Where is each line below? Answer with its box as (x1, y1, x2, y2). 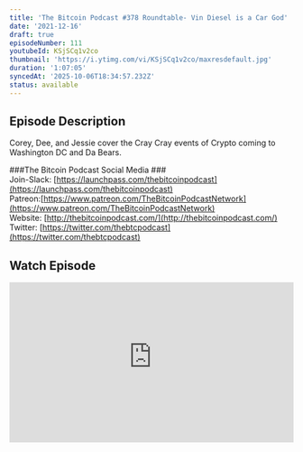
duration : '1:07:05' (9, 64, 87, 73)
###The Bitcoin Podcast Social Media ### (9, 164, 167, 176)
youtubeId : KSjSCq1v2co (9, 47, 99, 56)
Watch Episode (9, 258, 96, 273)
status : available (9, 80, 78, 89)
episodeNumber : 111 (9, 38, 83, 48)
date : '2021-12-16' (9, 22, 83, 31)
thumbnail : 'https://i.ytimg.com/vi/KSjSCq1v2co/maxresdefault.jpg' (9, 55, 272, 64)
